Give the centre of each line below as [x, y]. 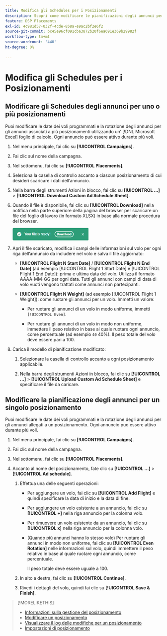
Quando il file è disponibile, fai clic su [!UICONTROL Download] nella [83, 205]
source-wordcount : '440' [31, 42]
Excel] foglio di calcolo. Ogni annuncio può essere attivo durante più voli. [80, 137]
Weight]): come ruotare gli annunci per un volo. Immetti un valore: [87, 299]
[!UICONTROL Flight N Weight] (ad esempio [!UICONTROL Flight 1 [88, 294]
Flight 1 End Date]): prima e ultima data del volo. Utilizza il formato [87, 274]
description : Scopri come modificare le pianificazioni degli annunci [80, 16]
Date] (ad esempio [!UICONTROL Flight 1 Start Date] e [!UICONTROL [90, 268]
